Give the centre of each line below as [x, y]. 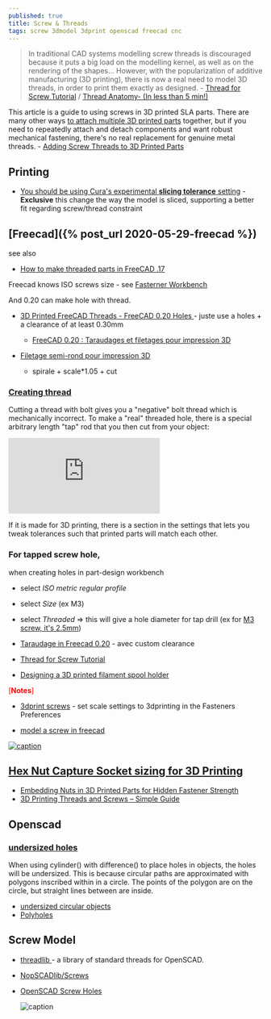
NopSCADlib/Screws [54, 975]
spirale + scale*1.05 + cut [75, 371]
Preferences [40, 714]
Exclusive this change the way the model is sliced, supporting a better [137, 200]
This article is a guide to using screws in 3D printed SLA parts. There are [129, 112]
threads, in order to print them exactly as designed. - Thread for [134, 88]
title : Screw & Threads [48, 23]
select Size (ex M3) [52, 603]
